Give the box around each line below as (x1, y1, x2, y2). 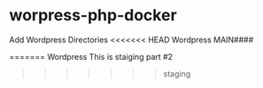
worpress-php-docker (9, 5, 177, 26)
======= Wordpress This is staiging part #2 (9, 51, 174, 62)
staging (163, 68, 191, 79)
